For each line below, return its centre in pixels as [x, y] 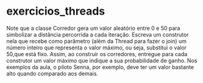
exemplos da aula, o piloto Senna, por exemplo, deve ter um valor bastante [100, 67]
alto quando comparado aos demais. [52, 73]
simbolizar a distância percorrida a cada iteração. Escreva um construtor [98, 34]
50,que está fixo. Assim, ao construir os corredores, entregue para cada [97, 54]
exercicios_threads [56, 11]
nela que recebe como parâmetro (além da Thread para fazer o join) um [97, 41]
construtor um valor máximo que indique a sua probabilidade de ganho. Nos [102, 60]
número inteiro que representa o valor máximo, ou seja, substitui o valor [97, 48]
